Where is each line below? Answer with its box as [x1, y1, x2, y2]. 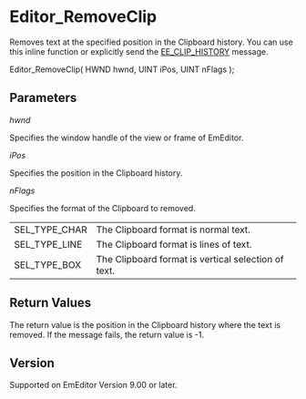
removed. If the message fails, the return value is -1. [9, 329, 205, 340]
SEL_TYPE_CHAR [14, 223, 88, 236]
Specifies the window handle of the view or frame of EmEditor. [9, 132, 244, 143]
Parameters [9, 90, 77, 106]
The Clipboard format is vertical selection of [96, 252, 284, 265]
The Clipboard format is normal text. [96, 223, 250, 236]
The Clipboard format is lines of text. [96, 238, 252, 251]
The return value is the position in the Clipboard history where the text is [9, 319, 280, 330]
